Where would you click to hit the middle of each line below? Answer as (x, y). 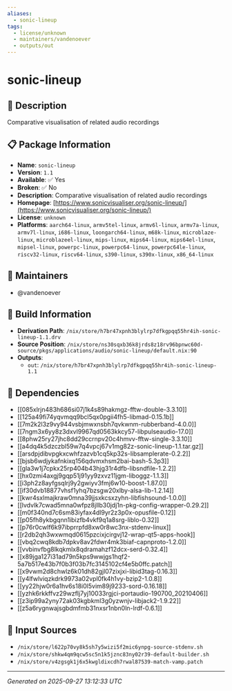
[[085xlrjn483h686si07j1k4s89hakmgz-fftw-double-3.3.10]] (102, 410)
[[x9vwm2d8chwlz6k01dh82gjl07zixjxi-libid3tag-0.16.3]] (97, 571)
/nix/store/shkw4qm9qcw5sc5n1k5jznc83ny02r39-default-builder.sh (113, 655)
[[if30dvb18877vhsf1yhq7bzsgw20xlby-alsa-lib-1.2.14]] (95, 491)
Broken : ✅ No (37, 187)
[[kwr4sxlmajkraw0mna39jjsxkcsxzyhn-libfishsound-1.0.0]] (101, 498)
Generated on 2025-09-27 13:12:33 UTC (65, 681)
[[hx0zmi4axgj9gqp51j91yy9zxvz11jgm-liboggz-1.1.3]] (93, 476)
